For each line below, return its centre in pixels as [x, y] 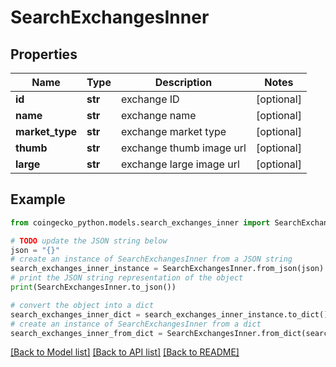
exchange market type [173, 131]
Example [38, 199]
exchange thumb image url [183, 148]
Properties [44, 54]
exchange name [158, 115]
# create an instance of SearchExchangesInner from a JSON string [151, 259]
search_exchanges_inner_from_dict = [86, 333]
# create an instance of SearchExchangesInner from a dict [136, 324]
